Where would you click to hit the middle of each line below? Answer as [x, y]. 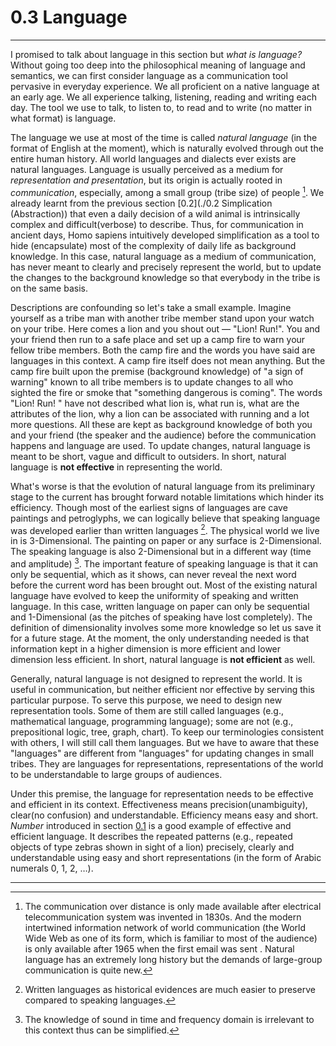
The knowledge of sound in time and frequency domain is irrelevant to [169, 1019]
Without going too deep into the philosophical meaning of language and [158, 65]
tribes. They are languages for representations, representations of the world [167, 763]
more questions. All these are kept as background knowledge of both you [161, 424]
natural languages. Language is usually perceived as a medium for [147, 169]
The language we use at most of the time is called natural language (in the [164, 137]
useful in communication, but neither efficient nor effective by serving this [162, 689]
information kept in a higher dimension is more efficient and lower [146, 648]
